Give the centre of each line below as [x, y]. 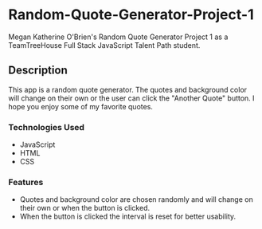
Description [38, 71]
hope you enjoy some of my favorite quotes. [81, 106]
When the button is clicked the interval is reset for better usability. [128, 216]
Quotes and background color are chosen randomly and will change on [136, 199]
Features [26, 182]
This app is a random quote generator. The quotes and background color [128, 89]
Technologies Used [47, 127]
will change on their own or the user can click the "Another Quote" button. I [131, 98]
